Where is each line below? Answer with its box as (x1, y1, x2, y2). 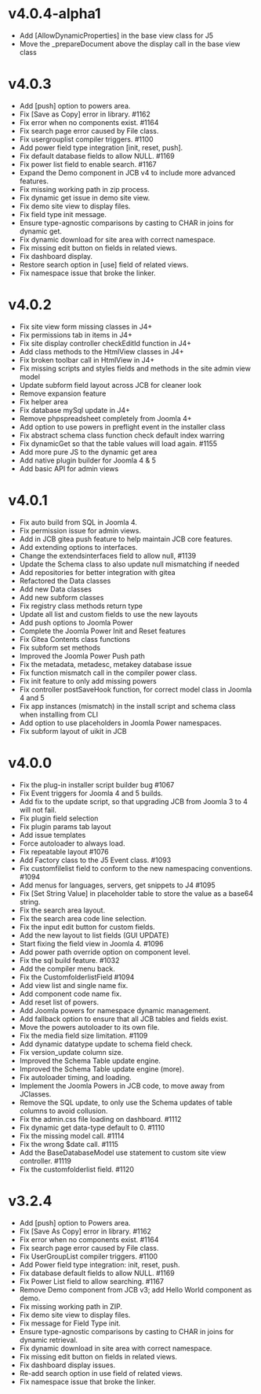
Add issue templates (19, 830, 86, 839)
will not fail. (19, 805, 57, 814)
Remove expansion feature (19, 389, 107, 398)
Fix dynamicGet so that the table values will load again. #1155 (19, 438, 218, 448)
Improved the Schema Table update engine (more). (19, 1064, 184, 1074)
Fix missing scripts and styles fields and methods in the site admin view (19, 363, 251, 373)
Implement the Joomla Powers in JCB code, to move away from (19, 1081, 225, 1090)
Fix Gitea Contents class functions (19, 634, 131, 644)
